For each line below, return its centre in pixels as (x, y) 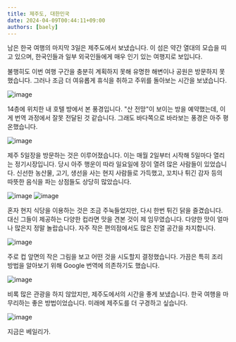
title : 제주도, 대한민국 (39, 14)
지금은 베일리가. (29, 331)
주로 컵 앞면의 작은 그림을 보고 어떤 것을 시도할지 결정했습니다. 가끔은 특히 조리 (115, 257)
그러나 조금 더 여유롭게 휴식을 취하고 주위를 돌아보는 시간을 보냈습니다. (130, 80)
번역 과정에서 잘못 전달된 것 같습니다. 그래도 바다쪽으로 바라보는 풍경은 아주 (118, 118)
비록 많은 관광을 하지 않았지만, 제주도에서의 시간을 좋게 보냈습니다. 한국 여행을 (114, 294)
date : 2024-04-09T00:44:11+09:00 (56, 20)
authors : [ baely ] (33, 27)
